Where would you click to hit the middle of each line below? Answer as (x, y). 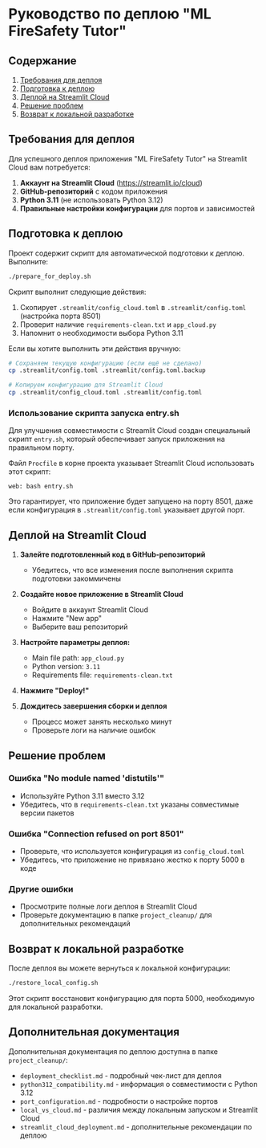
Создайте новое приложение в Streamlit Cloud (101, 594)
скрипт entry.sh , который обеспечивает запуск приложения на (117, 439)
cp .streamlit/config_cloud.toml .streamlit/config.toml (105, 393)
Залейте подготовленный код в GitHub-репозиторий (113, 554)
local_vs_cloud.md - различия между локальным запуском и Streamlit (139, 1109)
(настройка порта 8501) (60, 316)
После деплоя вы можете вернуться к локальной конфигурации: (119, 968)
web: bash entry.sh (41, 487)
